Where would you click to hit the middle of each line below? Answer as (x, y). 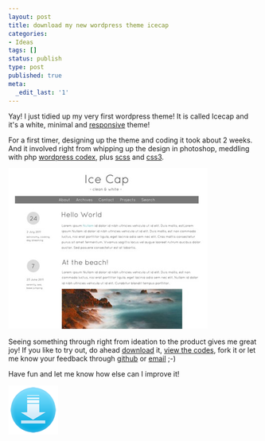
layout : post (30, 17)
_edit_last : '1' (42, 92)
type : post (26, 68)
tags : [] (23, 51)
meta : (17, 84)
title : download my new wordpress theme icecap (89, 25)
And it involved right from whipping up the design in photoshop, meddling (129, 148)
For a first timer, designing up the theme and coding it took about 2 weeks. (131, 140)
